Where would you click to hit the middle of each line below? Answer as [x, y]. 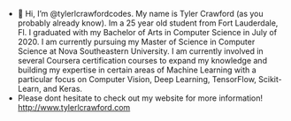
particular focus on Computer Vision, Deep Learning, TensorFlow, [137, 79]
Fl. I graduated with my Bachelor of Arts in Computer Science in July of [147, 32]
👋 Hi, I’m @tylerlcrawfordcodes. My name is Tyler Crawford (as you [140, 14]
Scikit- [270, 79]
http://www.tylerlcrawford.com [74, 107]
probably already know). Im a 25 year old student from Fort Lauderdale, [148, 23]
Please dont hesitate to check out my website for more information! [140, 98]
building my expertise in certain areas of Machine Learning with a [137, 70]
